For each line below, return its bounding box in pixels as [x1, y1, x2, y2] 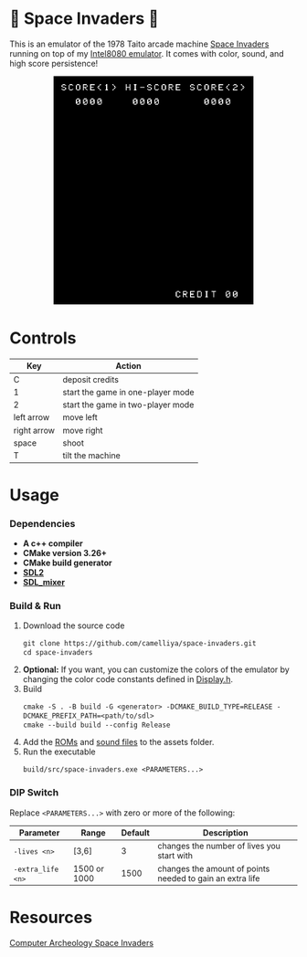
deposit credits [62, 373, 119, 384]
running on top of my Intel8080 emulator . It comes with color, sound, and [9, 47, 285, 58]
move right [62, 425, 103, 436]
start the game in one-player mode [62, 386, 195, 397]
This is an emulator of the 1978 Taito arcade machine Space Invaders [9, 38, 270, 49]
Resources [9, 908, 93, 928]
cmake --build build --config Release [22, 720, 171, 730]
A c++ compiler [22, 538, 84, 549]
